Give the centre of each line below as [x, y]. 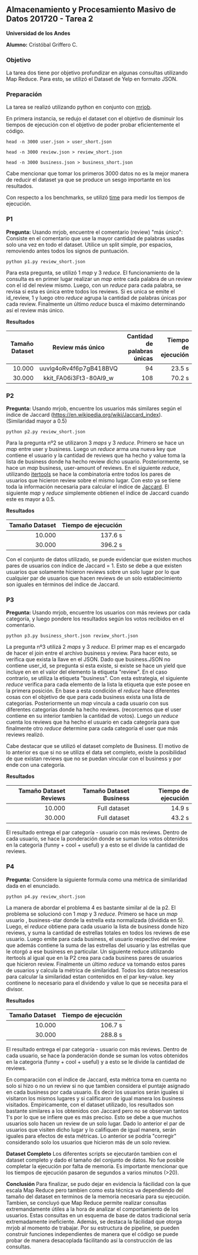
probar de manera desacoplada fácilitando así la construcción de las [89, 1240]
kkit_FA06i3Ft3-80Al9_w [78, 378]
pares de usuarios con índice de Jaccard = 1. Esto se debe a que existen [94, 566]
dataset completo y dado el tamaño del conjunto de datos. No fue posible [95, 1160]
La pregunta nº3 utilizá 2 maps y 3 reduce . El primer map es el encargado [96, 647]
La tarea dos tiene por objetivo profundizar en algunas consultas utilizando [97, 73]
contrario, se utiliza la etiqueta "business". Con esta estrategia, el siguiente [97, 678]
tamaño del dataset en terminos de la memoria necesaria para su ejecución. [98, 1196]
